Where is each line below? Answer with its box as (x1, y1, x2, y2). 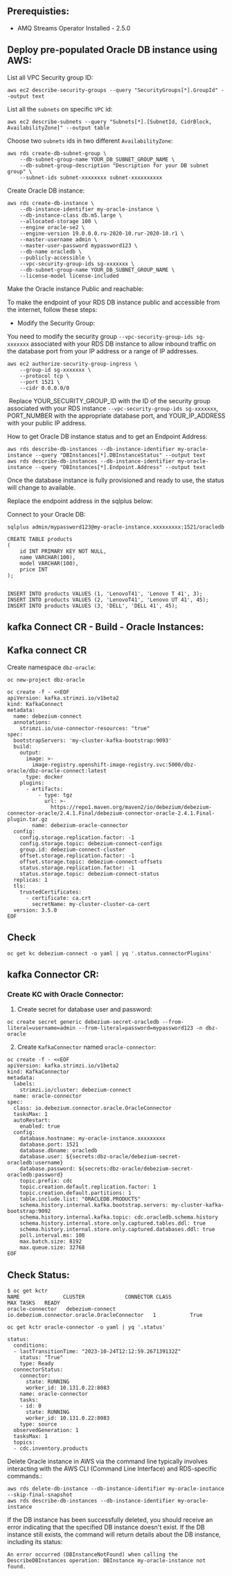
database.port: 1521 (19, 1141, 79, 1149)
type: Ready (19, 1361, 54, 1367)
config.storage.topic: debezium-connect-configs (19, 840, 163, 847)
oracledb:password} (7, 1171, 64, 1178)
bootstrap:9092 (7, 1208, 51, 1215)
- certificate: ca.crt (25, 894, 91, 901)
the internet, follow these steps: (7, 305, 98, 314)
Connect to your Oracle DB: (7, 510, 86, 518)
